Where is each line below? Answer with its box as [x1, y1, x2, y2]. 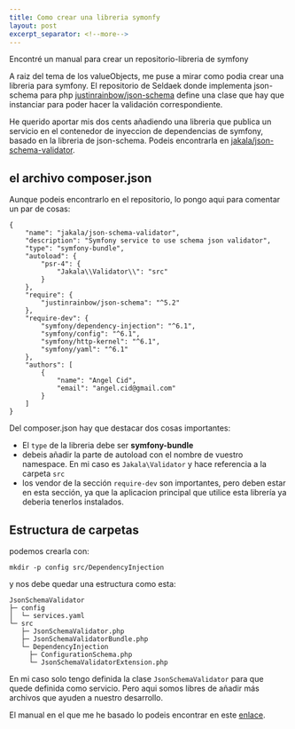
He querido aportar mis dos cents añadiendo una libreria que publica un [9, 116, 272, 127]
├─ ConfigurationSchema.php [28, 650, 133, 659]
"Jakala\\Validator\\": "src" [56, 267, 168, 276]
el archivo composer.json [9, 170, 152, 186]
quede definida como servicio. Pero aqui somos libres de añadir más [9, 683, 260, 693]
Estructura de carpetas [9, 522, 140, 537]
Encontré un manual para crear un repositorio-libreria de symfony [9, 54, 249, 65]
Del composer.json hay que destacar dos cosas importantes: [9, 423, 231, 433]
